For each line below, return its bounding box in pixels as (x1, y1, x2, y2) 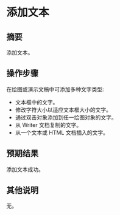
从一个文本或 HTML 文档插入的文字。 (15, 129, 108, 136)
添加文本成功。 (6, 165, 44, 173)
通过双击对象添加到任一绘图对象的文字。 (15, 114, 117, 121)
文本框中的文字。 (15, 98, 58, 106)
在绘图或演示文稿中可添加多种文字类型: (6, 86, 105, 93)
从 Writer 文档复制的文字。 (15, 121, 82, 128)
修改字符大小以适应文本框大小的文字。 (15, 106, 111, 113)
